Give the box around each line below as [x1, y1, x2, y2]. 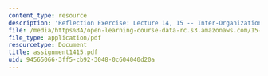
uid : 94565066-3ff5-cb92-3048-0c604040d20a [8, 56, 156, 64]
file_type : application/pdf [8, 33, 102, 42]
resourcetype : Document [8, 41, 88, 49]
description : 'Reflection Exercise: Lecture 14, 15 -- [8, 19, 195, 27]
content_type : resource [8, 11, 88, 20]
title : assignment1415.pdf [8, 48, 98, 56]
